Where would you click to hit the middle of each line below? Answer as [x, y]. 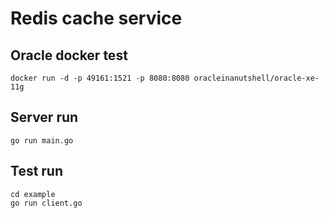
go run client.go [46, 203]
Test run [37, 171]
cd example [33, 194]
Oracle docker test [69, 55]
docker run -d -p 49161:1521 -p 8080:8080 [100, 78]
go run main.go [42, 140]
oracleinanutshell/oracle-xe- [256, 78]
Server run [44, 117]
